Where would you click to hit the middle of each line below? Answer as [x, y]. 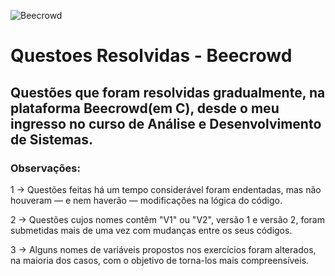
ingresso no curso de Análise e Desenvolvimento [166, 123]
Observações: [45, 168]
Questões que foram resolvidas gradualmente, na [168, 92]
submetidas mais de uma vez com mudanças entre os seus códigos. [151, 230]
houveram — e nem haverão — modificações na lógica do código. [146, 200]
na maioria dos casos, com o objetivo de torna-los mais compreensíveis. [160, 260]
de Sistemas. [52, 139]
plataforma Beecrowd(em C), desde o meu [145, 108]
